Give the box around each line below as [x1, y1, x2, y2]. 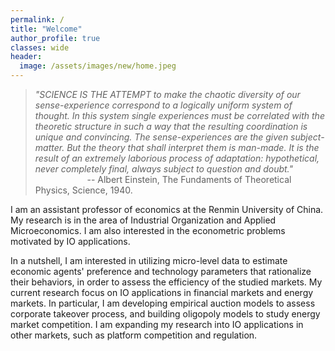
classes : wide [10, 42, 70, 53]
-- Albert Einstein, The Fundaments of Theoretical [86, 174, 292, 185]
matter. [34, 142, 65, 153]
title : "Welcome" [10, 24, 83, 34]
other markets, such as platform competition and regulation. [10, 329, 258, 341]
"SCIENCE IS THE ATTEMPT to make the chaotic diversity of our [34, 89, 301, 100]
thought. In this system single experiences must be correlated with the [34, 110, 325, 121]
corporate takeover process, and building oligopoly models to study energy [10, 308, 321, 320]
